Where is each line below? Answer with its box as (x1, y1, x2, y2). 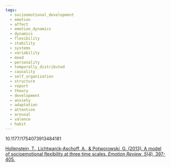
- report (10, 83, 29, 88)
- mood (10, 55, 24, 60)
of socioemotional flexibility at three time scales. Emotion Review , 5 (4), (5, 151, 155, 157)
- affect (10, 21, 29, 27)
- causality (10, 69, 36, 75)
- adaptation (10, 103, 38, 108)
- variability (10, 50, 40, 55)
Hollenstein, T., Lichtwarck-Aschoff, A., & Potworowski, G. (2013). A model (5, 145, 162, 151)
